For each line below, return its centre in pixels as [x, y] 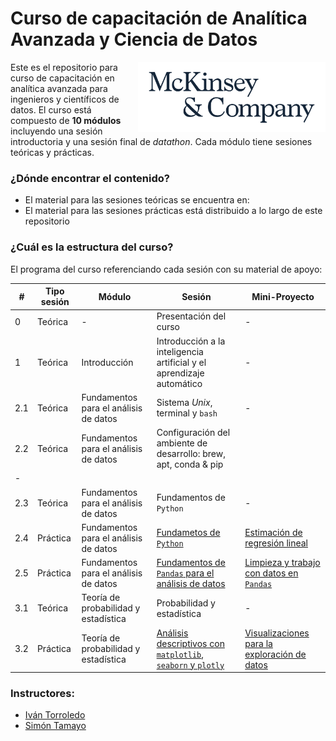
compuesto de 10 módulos [66, 120]
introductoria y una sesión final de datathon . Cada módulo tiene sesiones [161, 141]
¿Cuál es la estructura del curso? [92, 247]
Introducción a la [191, 341]
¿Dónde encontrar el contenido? [90, 178]
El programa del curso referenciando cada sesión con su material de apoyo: [166, 269]
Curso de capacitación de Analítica [159, 18]
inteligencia [180, 351]
